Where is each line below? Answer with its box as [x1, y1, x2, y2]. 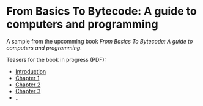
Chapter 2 [15, 81, 41, 88]
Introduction [15, 67, 46, 75]
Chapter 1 [15, 74, 40, 81]
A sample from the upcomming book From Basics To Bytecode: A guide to [6, 37, 193, 45]
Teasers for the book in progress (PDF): [6, 56, 106, 63]
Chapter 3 [15, 87, 41, 94]
